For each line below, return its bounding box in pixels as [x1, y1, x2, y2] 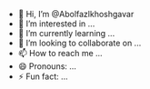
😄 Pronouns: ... [17, 61, 77, 72]
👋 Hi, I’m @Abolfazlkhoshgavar [17, 9, 135, 19]
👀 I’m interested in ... [17, 18, 95, 29]
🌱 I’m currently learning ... [17, 28, 115, 38]
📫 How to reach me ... [17, 48, 103, 58]
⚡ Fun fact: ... [17, 71, 68, 82]
